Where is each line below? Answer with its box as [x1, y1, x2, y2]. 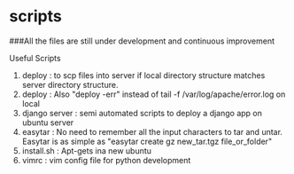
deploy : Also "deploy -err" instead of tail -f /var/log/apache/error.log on [21, 89, 286, 99]
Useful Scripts [9, 52, 61, 63]
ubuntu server [21, 117, 74, 128]
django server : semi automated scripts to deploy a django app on [21, 107, 263, 118]
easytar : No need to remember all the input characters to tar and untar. [21, 126, 283, 137]
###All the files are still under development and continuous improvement [9, 36, 275, 46]
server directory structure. [21, 79, 119, 90]
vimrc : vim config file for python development [21, 154, 191, 165]
